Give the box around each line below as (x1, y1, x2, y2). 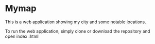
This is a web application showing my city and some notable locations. (5, 19, 147, 25)
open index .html (5, 33, 39, 39)
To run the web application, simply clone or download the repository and (5, 28, 151, 34)
